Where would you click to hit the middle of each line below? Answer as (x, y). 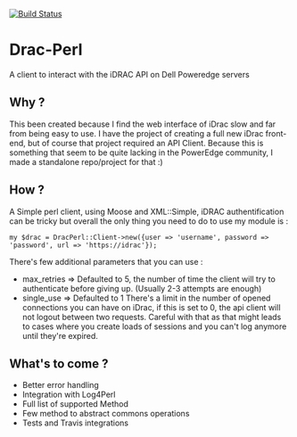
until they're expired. (60, 335)
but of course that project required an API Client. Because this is (145, 143)
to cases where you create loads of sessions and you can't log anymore (154, 326)
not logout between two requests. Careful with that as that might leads (152, 317)
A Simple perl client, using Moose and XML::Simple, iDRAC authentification (147, 211)
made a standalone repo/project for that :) (86, 161)
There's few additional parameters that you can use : (106, 261)
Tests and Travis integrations (75, 423)
